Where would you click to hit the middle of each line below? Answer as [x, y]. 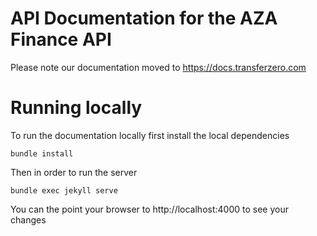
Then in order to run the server [74, 172]
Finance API [61, 39]
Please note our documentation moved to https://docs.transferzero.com [158, 67]
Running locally [76, 108]
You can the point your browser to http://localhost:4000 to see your [149, 209]
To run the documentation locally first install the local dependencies [150, 135]
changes [28, 219]
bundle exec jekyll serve [64, 190]
